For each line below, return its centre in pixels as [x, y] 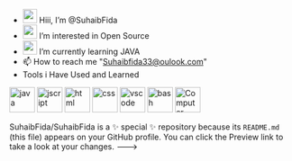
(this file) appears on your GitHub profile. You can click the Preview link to [146, 137]
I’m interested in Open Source [95, 36]
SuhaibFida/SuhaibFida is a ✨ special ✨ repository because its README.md [145, 127]
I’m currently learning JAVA [90, 51]
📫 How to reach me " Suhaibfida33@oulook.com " [114, 62]
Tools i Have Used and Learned [81, 75]
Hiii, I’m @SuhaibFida [78, 20]
